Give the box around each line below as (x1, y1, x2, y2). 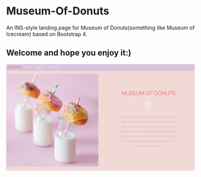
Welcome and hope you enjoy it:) (6, 48, 132, 58)
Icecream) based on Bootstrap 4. (6, 30, 88, 37)
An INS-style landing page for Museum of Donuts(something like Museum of (6, 24, 195, 31)
